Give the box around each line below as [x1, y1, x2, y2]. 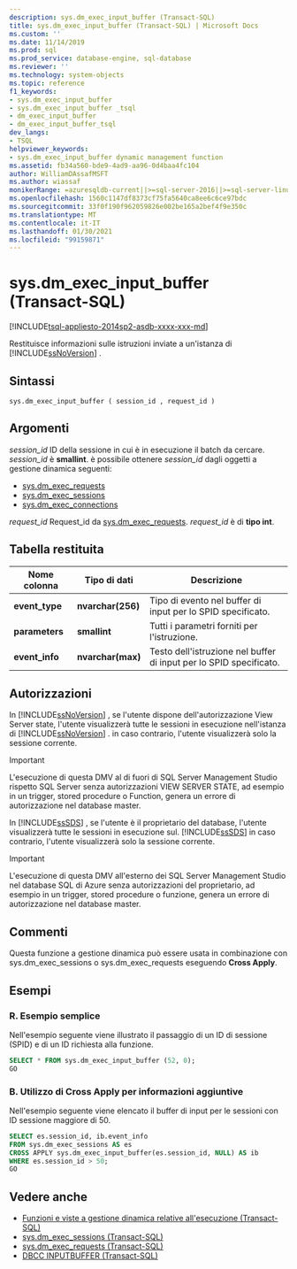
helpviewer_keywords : [9, 144, 89, 153]
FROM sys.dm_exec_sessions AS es [9, 1140, 133, 1149]
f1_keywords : [9, 87, 57, 96]
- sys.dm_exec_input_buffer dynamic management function [9, 152, 224, 162]
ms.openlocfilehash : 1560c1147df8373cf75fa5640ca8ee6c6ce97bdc [9, 194, 247, 204]
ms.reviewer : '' [9, 63, 69, 72]
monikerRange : [9, 186, 62, 195]
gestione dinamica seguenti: [9, 463, 112, 473]
